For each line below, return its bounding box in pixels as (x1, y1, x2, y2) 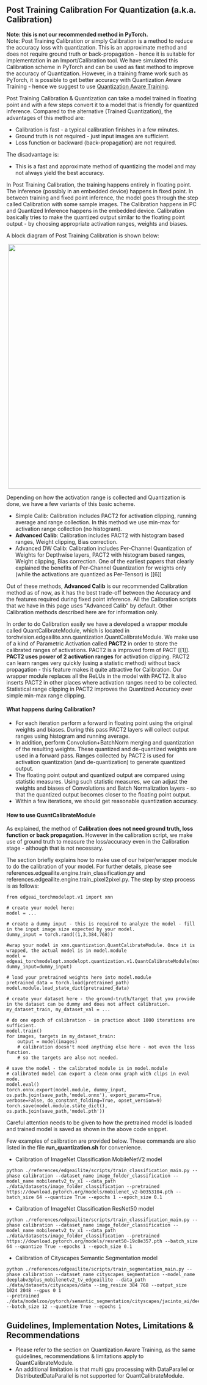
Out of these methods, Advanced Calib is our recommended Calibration (6, 582, 188, 590)
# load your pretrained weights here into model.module (6, 975, 151, 981)
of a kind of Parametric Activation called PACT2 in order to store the (6, 639, 178, 647)
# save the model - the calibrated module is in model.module (6, 1066, 168, 1072)
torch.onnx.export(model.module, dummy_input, (6, 1087, 127, 1093)
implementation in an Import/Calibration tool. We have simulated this (6, 56, 178, 64)
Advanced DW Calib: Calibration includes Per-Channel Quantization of (15, 544, 192, 552)
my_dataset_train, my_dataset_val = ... (6, 1006, 111, 1013)
